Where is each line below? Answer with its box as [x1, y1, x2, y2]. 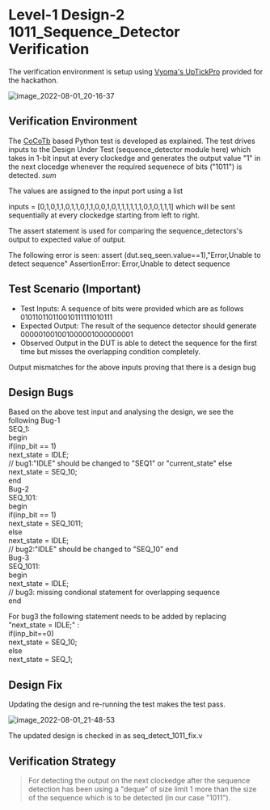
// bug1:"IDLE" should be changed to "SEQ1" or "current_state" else [8, 458, 233, 468]
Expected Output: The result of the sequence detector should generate [19, 321, 257, 331]
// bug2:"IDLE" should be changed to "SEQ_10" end [8, 544, 179, 555]
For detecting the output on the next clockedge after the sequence [27, 776, 251, 785]
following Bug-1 [8, 416, 61, 425]
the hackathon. [8, 75, 59, 85]
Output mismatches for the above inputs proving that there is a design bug [8, 362, 256, 372]
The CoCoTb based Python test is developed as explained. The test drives [8, 136, 256, 146]
